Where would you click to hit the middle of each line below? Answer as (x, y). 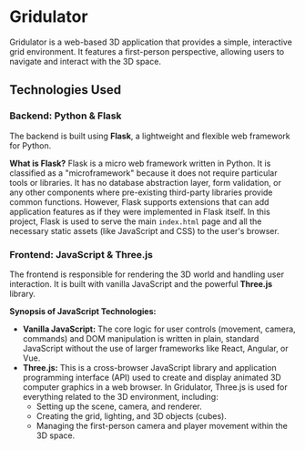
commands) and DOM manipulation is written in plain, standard (141, 338)
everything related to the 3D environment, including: (120, 396)
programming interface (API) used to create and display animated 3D (152, 377)
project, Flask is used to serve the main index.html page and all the (136, 221)
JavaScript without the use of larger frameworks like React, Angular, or (155, 348)
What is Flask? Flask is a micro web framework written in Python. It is (140, 163)
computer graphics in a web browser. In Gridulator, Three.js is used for (155, 387)
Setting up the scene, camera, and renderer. (119, 406)
